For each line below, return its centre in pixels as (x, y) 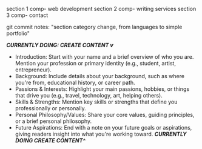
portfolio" (18, 33)
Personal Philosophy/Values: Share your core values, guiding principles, (105, 115)
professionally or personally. (50, 108)
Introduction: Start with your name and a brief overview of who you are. (104, 57)
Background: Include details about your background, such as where (100, 76)
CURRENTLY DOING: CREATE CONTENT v (60, 45)
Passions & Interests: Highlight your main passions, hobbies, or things (102, 89)
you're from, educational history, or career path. (75, 82)
